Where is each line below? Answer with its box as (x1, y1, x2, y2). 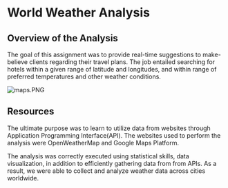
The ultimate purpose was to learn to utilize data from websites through (7, 124, 211, 132)
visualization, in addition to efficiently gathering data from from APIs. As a (7, 159, 217, 167)
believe (7, 58, 28, 66)
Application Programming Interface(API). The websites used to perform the (7, 131, 221, 139)
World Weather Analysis (7, 5, 151, 21)
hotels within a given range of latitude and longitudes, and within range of (7, 65, 217, 73)
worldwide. (7, 174, 39, 182)
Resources (7, 105, 55, 118)
